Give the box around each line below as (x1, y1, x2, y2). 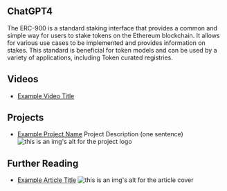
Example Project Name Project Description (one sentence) (17, 130, 183, 138)
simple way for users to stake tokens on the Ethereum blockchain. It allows (7, 31, 220, 39)
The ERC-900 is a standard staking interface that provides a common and (7, 24, 218, 32)
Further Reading (7, 157, 79, 169)
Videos (7, 73, 39, 85)
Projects (7, 112, 44, 124)
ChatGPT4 (7, 6, 53, 17)
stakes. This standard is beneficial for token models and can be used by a (7, 46, 217, 54)
